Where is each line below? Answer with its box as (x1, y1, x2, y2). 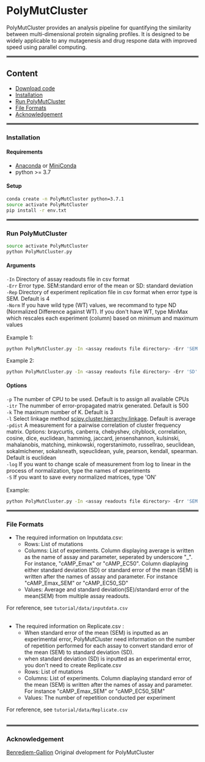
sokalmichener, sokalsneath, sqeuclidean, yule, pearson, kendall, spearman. (6, 447, 198, 454)
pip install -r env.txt (6, 207, 67, 213)
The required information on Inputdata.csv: (15, 534, 123, 541)
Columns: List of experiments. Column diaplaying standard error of (24, 675, 192, 682)
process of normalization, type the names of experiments (6, 467, 151, 474)
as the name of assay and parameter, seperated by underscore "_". (24, 553, 193, 561)
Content (6, 68, 38, 79)
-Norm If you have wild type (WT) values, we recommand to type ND (6, 301, 177, 309)
